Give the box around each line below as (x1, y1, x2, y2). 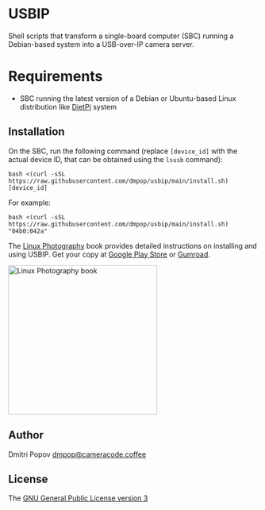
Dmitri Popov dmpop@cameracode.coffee (8, 450, 147, 459)
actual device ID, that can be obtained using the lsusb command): (8, 154, 224, 164)
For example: (8, 198, 52, 207)
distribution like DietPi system (19, 102, 117, 111)
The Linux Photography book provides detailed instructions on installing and (8, 241, 258, 250)
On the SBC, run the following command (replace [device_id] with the (8, 146, 238, 156)
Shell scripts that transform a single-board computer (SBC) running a (8, 31, 234, 41)
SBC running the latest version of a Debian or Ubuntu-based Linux (19, 93, 236, 103)
